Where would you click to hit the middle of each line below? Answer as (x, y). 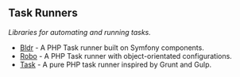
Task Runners (43, 13)
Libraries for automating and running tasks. (79, 32)
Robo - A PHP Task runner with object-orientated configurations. (126, 56)
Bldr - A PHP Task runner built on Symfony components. (112, 48)
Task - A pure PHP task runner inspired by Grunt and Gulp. (116, 64)
